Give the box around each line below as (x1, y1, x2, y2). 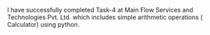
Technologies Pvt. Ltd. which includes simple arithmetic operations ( (7, 13, 203, 21)
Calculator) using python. (7, 21, 80, 28)
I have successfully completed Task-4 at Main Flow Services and (7, 6, 193, 14)
